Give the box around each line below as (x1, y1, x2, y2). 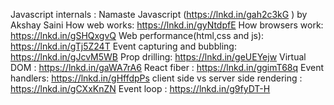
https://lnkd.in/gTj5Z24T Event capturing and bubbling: (10, 40, 237, 52)
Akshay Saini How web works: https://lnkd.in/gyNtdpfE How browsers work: (10, 19, 324, 31)
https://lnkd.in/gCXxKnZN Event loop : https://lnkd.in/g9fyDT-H (10, 83, 271, 94)
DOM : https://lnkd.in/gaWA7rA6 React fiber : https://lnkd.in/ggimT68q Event (10, 62, 325, 73)
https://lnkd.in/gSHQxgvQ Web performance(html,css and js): (10, 30, 265, 41)
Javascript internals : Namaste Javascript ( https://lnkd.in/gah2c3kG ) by (10, 9, 308, 20)
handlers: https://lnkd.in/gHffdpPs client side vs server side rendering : (10, 72, 303, 84)
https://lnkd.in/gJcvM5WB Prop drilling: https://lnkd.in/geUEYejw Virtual (10, 51, 307, 63)
